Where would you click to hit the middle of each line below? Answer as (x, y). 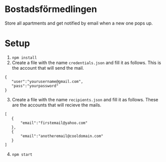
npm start (22, 154)
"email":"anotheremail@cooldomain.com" (62, 136)
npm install (24, 58)
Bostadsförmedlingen (51, 9)
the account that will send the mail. (48, 68)
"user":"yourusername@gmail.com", (47, 81)
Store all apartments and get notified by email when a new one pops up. (79, 23)
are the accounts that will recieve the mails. (56, 105)
